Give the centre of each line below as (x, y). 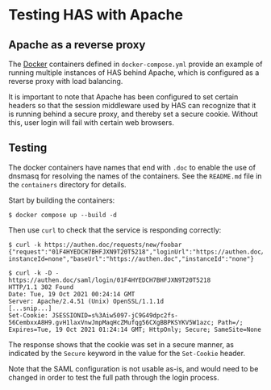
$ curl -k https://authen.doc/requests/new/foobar (95, 245)
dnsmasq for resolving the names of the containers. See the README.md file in (135, 176)
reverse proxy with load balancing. (66, 81)
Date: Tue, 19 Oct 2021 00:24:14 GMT (72, 294)
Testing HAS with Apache (96, 15)
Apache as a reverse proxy (77, 45)
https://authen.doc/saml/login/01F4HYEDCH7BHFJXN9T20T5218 (110, 280)
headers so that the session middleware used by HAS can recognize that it (132, 105)
